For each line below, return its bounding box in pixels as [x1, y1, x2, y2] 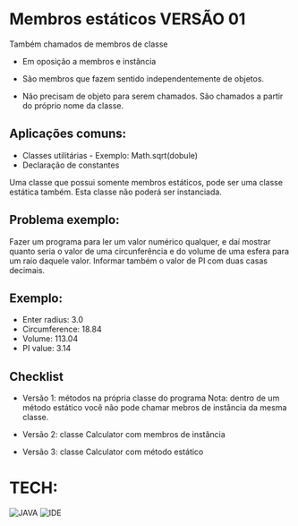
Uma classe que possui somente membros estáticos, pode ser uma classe [9, 177, 284, 187]
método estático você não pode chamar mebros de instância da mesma [21, 402, 287, 413]
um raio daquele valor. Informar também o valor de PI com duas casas [9, 255, 268, 266]
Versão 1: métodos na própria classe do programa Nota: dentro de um [21, 392, 280, 403]
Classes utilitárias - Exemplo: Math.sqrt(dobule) [21, 150, 199, 160]
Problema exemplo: [9, 212, 120, 228]
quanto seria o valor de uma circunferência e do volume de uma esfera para [9, 246, 289, 256]
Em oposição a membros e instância [21, 56, 157, 66]
